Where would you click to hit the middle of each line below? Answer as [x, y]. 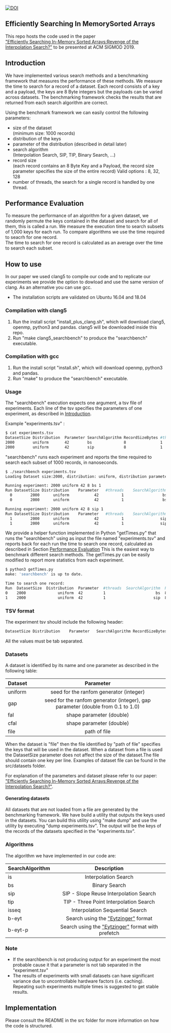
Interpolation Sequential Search [109, 910]
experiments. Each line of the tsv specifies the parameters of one [74, 408]
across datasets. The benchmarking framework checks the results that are [83, 97]
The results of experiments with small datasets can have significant [83, 975]
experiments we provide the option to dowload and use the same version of [84, 282]
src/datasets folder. [26, 766]
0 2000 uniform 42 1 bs [83, 593]
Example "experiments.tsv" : [35, 424]
